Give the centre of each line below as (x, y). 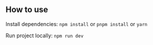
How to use (27, 10)
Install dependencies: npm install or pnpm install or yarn (76, 24)
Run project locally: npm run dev (45, 36)
